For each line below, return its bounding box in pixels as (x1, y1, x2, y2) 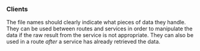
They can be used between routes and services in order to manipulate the (6, 25, 193, 32)
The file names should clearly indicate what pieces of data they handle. (6, 19, 187, 26)
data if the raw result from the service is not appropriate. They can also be (6, 32, 194, 39)
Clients (6, 5, 28, 13)
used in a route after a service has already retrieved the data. (6, 38, 161, 46)
